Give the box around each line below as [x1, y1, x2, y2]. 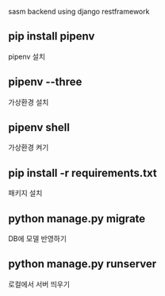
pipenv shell [8, 121, 70, 134]
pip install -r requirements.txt [8, 166, 157, 179]
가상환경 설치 [8, 97, 49, 106]
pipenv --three [8, 75, 82, 89]
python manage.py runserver [8, 257, 157, 271]
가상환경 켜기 [8, 143, 49, 152]
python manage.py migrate [8, 212, 146, 225]
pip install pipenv [8, 29, 95, 43]
